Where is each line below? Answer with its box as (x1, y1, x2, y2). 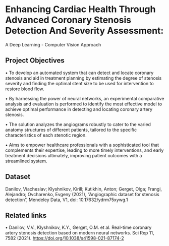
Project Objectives (5, 56, 65, 65)
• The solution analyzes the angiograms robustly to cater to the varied (5, 121, 151, 127)
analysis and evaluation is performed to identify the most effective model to (5, 101, 162, 107)
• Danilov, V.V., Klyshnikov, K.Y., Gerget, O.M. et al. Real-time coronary (5, 224, 152, 230)
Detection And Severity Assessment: (5, 25, 164, 36)
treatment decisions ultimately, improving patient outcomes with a (5, 152, 142, 158)
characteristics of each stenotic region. (5, 132, 87, 138)
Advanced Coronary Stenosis (5, 14, 132, 26)
